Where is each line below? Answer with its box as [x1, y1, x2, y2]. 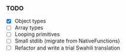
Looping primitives [14, 31, 60, 38]
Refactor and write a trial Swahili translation [14, 44, 121, 51]
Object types [14, 18, 46, 25]
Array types [14, 24, 44, 31]
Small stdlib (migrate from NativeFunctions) [14, 37, 120, 45]
